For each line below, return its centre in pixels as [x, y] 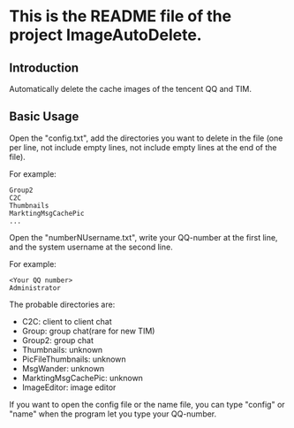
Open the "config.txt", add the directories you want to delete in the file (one [146, 138]
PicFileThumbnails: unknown [74, 359]
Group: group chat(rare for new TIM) [88, 331]
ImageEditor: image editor [69, 387]
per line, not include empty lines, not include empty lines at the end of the [143, 147]
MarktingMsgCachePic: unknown [83, 378]
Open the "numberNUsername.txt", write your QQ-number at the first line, [143, 237]
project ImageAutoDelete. [106, 35]
